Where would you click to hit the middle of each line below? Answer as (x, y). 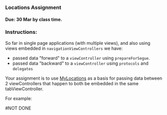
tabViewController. (24, 89)
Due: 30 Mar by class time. (34, 19)
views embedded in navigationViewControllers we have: (64, 48)
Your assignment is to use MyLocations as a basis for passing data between (84, 78)
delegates (23, 69)
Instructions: (21, 32)
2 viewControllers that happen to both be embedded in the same (72, 83)
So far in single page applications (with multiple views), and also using (78, 43)
